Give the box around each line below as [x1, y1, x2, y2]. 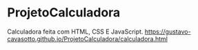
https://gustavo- [144, 27, 191, 36]
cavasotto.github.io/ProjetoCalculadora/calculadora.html [7, 34, 168, 42]
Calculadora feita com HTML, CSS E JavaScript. [7, 27, 143, 36]
